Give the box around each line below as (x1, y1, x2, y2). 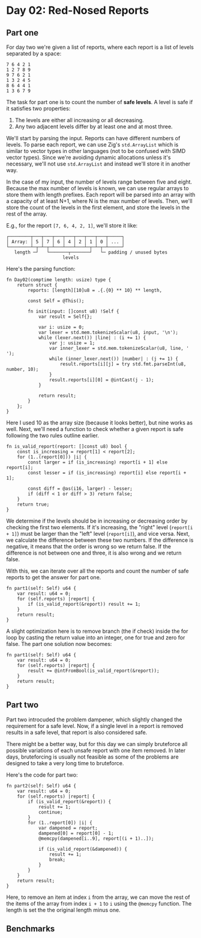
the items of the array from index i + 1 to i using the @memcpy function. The (6, 899, 192, 907)
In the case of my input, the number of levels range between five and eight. (6, 178, 193, 185)
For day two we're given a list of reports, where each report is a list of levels (6, 43, 194, 51)
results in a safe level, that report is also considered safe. (6, 728, 148, 736)
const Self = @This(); (28, 298, 85, 304)
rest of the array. (6, 210, 48, 217)
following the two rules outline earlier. (6, 432, 99, 439)
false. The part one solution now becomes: (6, 641, 112, 647)
